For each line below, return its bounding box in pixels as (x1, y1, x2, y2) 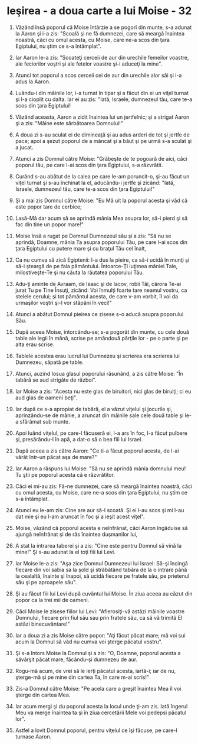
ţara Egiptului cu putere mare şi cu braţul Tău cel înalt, (15, 245, 147, 252)
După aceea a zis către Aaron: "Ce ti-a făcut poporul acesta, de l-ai (15, 447, 179, 454)
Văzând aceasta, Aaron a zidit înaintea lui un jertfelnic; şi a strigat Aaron (15, 113, 190, 121)
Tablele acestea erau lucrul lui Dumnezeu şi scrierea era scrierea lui (15, 352, 180, 359)
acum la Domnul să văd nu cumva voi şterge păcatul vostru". (15, 638, 163, 645)
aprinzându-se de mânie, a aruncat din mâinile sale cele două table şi (15, 412, 184, 419)
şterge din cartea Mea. (15, 691, 71, 698)
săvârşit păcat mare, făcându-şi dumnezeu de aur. (15, 656, 138, 663)
